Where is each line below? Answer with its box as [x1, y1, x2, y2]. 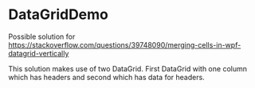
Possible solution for [8, 32, 76, 41]
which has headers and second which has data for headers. [8, 72, 205, 82]
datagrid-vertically [8, 48, 69, 58]
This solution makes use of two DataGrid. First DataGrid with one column [8, 63, 247, 73]
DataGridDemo [8, 6, 109, 24]
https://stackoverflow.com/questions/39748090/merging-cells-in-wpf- [8, 40, 241, 49]
